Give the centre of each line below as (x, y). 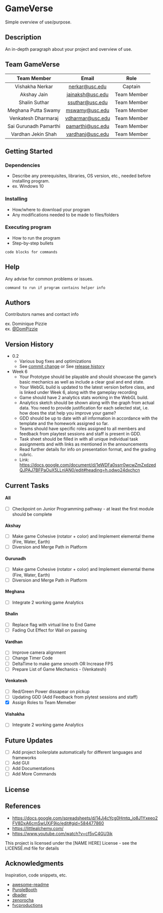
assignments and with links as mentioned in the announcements (84, 444)
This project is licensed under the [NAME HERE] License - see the (71, 843)
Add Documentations (33, 769)
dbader (19, 895)
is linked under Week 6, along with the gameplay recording (78, 392)
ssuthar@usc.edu (88, 102)
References (23, 806)
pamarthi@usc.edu (88, 126)
